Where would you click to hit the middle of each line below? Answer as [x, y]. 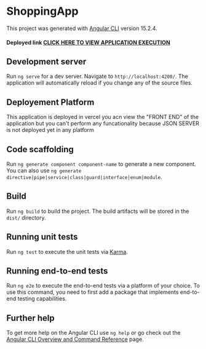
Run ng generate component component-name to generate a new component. [101, 164]
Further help [31, 318]
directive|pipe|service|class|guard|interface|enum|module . [84, 177]
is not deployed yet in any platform [50, 130]
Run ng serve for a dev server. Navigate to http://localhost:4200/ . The [97, 76]
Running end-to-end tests [57, 271]
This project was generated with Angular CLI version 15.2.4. [82, 28]
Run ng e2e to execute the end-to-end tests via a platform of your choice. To [103, 286]
